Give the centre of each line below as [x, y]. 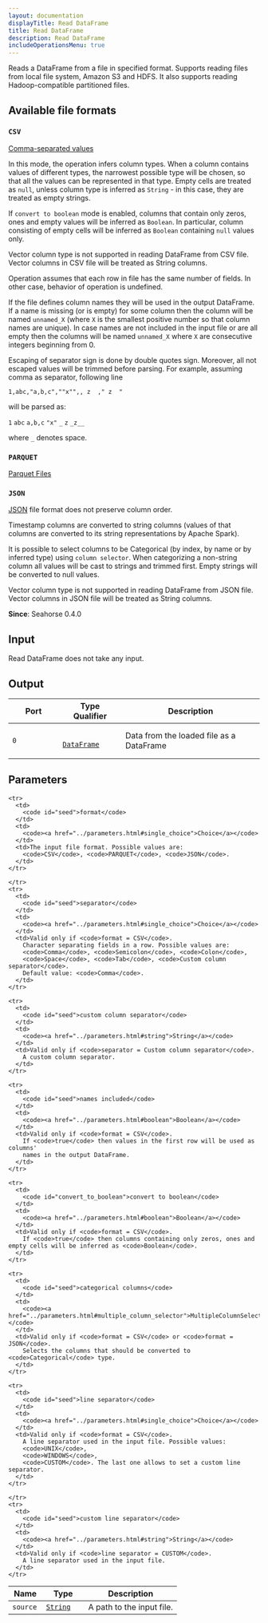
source [25, 1607]
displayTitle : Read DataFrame [59, 23]
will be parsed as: [37, 406]
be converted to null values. [54, 575]
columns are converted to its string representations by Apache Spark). [124, 534]
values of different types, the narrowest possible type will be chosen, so [127, 172]
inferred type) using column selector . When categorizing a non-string [123, 558]
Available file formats [63, 110]
